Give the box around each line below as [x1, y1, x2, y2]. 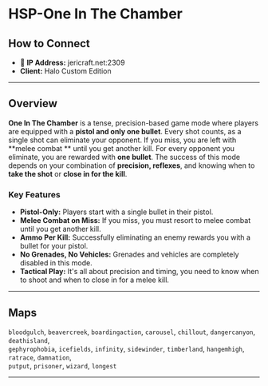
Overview [8, 97, 58, 110]
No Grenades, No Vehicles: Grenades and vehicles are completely [19, 249, 239, 260]
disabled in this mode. [19, 258, 93, 268]
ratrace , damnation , [8, 352, 72, 362]
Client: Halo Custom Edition [19, 66, 112, 76]
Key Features [8, 189, 61, 200]
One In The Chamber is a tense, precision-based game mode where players [8, 117, 259, 128]
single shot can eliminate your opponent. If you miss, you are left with [8, 135, 237, 145]
